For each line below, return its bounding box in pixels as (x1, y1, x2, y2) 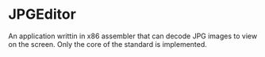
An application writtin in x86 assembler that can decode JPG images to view (8, 31, 258, 41)
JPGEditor (8, 5, 77, 23)
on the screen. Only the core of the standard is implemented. (8, 39, 208, 48)
